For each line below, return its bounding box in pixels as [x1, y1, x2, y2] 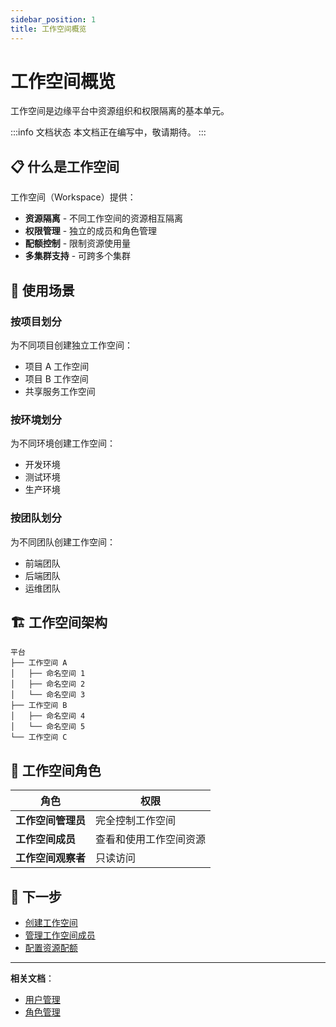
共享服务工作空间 [24, 385, 96, 397]
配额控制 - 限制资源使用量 [24, 237, 132, 250]
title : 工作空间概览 [10, 24, 87, 34]
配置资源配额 [24, 941, 78, 953]
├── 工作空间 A [10, 658, 68, 668]
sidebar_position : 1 [10, 14, 97, 25]
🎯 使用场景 [10, 282, 75, 299]
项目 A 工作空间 [24, 360, 90, 372]
